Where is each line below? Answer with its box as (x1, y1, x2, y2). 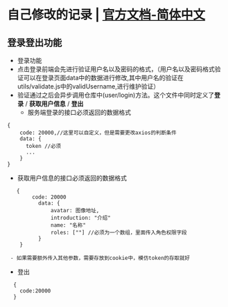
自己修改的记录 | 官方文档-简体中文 (7, 7, 206, 23)
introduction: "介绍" (51, 214, 111, 221)
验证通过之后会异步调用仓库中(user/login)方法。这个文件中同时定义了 (17, 91, 215, 99)
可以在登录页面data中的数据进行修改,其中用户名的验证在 (23, 74, 184, 82)
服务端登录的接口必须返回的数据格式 (27, 109, 132, 116)
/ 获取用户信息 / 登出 (25, 100, 84, 108)
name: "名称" (51, 222, 87, 229)
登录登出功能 (7, 37, 62, 48)
